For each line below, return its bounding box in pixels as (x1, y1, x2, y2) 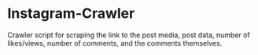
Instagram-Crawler (7, 5, 135, 22)
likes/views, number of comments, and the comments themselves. (7, 38, 223, 47)
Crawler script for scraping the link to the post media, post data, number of (7, 30, 251, 40)
